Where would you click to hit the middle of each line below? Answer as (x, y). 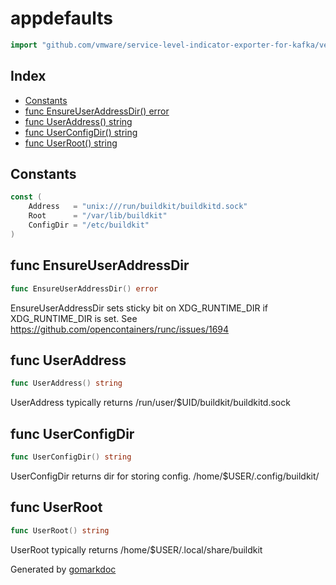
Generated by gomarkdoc (63, 569)
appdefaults (61, 18)
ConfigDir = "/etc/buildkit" (89, 225)
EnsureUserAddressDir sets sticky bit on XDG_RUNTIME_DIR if (139, 308)
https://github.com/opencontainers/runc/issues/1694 (120, 329)
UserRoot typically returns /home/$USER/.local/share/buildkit (136, 549)
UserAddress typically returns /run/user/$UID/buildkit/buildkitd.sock (150, 403)
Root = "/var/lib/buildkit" (98, 216)
